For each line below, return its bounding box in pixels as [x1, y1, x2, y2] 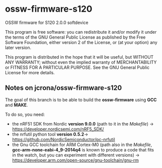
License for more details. [5, 69, 55, 75]
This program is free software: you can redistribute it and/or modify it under [5, 29, 157, 35]
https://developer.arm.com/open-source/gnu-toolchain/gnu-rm [12, 157, 139, 163]
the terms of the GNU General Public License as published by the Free [5, 34, 146, 40]
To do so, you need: [5, 111, 45, 117]
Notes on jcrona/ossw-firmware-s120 [5, 84, 122, 92]
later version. [5, 44, 32, 50]
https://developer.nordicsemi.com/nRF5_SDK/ [12, 126, 104, 132]
